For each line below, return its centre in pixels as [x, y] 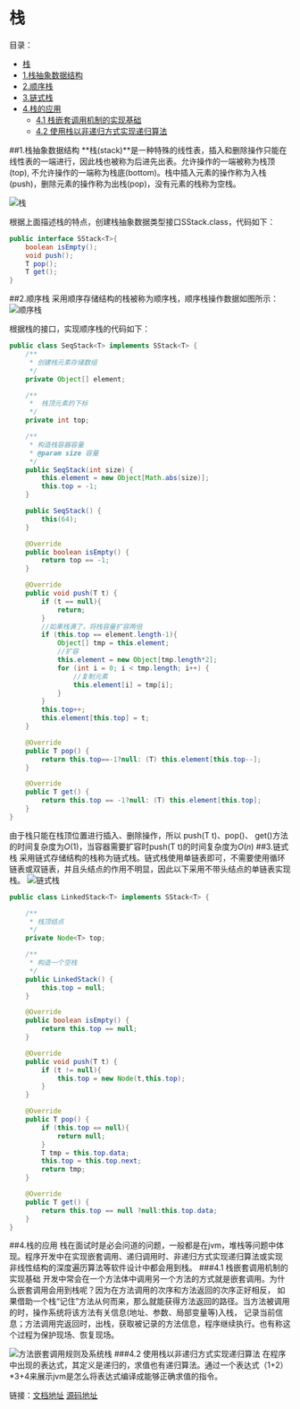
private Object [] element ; [75, 379]
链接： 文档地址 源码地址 [54, 1396]
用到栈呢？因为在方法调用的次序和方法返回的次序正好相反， [165, 1290]
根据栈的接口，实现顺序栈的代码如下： [79, 329]
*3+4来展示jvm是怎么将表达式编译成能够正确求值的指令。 [116, 1377]
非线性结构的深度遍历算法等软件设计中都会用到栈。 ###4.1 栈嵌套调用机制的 [149, 1267]
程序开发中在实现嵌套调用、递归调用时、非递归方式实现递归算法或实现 [154, 1257]
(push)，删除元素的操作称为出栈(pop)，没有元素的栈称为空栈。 [125, 184]
